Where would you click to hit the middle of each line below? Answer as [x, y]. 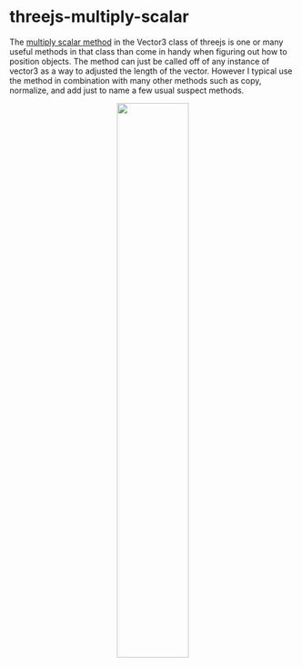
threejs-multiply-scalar [99, 17]
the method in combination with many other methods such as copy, [136, 80]
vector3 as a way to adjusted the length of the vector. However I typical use [151, 71]
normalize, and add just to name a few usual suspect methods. [127, 90]
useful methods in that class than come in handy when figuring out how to [149, 51]
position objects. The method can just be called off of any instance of [140, 61]
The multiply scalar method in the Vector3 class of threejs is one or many [146, 42]
